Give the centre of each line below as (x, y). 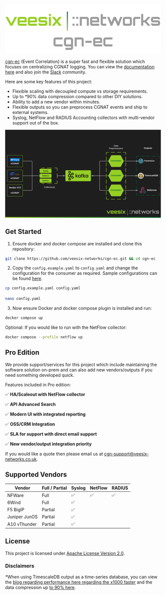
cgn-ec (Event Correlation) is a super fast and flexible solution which (75, 61)
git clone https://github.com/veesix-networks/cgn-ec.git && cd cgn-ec (80, 259)
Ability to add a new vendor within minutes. (56, 102)
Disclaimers (20, 566)
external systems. (30, 113)
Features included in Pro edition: (38, 385)
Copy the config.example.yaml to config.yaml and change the (75, 268)
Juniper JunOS (22, 517)
